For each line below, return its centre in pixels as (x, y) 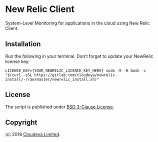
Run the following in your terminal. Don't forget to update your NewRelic (79, 56)
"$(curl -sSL (19, 75)
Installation (23, 44)
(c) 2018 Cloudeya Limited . (33, 134)
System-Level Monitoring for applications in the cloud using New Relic (77, 23)
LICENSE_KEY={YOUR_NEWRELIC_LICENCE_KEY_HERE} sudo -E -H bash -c (76, 70)
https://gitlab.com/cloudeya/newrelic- (76, 75)
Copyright (21, 122)
